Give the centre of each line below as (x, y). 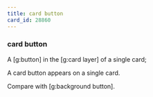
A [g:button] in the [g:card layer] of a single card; (77, 59)
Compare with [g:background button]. (61, 86)
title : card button (35, 14)
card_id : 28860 (29, 20)
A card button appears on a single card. (64, 73)
